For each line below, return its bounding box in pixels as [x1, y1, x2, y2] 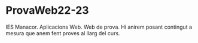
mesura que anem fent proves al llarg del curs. [5, 29, 120, 36]
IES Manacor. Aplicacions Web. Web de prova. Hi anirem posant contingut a [5, 23, 193, 30]
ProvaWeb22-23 [5, 4, 89, 17]
